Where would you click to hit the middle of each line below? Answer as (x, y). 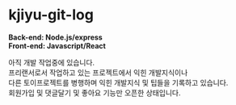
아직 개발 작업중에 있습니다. (52, 62)
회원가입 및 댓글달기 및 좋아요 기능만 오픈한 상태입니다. (95, 92)
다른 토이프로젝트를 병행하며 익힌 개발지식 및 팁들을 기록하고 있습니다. (118, 82)
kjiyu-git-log (51, 15)
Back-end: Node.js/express (55, 37)
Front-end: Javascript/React (57, 45)
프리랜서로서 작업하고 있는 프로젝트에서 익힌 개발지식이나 (98, 72)
